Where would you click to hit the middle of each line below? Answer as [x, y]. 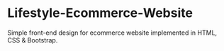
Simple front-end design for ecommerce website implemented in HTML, [112, 33]
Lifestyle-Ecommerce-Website [100, 13]
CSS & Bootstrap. [33, 40]
